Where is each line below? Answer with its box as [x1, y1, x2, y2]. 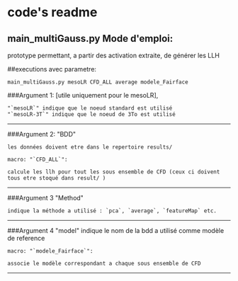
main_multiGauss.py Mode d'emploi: [7, 33, 174, 45]
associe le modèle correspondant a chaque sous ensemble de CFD [7, 260, 201, 267]
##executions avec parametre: [7, 65, 97, 73]
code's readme [7, 4, 98, 21]
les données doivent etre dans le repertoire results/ [7, 144, 173, 151]
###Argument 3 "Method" [7, 194, 84, 202]
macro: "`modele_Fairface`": [7, 248, 93, 255]
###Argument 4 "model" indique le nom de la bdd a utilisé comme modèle [7, 226, 225, 234]
